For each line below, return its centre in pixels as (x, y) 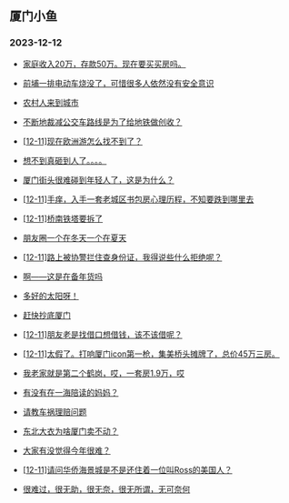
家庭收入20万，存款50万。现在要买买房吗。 (104, 64)
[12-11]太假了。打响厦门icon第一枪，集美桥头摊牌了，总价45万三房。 (151, 354)
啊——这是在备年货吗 (62, 277)
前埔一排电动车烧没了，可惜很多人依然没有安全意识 (118, 83)
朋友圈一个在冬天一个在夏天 (75, 237)
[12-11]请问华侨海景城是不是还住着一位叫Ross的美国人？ (128, 469)
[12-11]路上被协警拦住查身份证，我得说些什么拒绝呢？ (122, 257)
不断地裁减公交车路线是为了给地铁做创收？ (102, 122)
